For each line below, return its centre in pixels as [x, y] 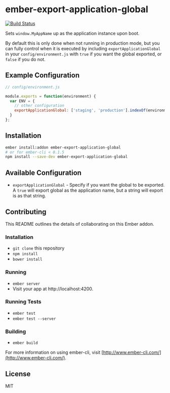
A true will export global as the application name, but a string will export [88, 190]
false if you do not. [25, 59]
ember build [25, 343]
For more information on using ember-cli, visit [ [54, 352]
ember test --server [34, 319]
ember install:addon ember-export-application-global [63, 147]
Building [16, 331]
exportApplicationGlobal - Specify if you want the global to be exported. [89, 185]
